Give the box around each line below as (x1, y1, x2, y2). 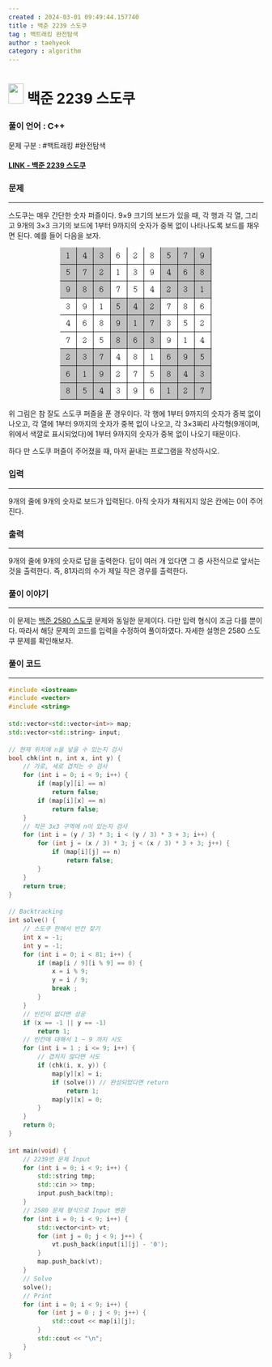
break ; (51, 984, 79, 993)
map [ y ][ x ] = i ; (51, 1069, 104, 1078)
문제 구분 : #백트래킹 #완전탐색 (8, 140, 107, 150)
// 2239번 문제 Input (23, 1155, 91, 1163)
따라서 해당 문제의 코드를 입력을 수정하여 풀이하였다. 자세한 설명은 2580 (19, 626, 246, 635)
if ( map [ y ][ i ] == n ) (37, 779, 107, 788)
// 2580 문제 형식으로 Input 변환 (23, 1206, 125, 1214)
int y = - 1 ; (23, 941, 63, 950)
